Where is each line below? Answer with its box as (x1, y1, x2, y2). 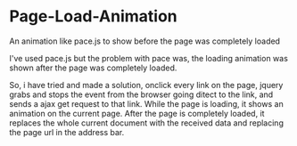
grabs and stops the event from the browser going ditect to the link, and (9, 89, 274, 100)
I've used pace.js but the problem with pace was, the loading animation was (9, 53, 288, 63)
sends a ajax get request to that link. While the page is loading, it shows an (9, 98, 284, 109)
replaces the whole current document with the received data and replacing (9, 118, 284, 128)
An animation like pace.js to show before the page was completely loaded (9, 36, 281, 46)
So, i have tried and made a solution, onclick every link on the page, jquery (9, 79, 284, 90)
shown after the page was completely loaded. (9, 62, 177, 73)
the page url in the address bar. (9, 126, 125, 137)
